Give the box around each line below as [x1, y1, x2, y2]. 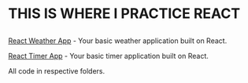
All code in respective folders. [8, 66, 105, 75]
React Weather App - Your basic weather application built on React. [8, 36, 228, 45]
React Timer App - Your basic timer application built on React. [8, 51, 209, 60]
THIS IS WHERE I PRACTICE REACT [8, 5, 241, 23]
